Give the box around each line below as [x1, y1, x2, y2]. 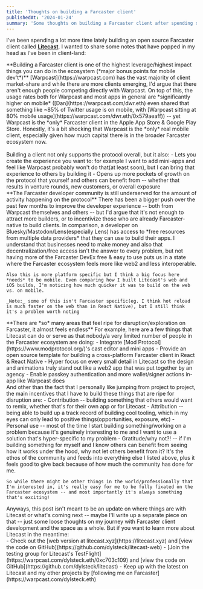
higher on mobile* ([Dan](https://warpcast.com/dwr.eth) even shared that [6, 100, 189, 107]
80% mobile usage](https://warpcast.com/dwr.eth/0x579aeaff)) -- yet [6, 112, 181, 120]
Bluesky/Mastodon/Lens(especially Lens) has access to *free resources [6, 228, 185, 236]
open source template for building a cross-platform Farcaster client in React [6, 352, 195, 359]
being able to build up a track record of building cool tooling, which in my [6, 409, 188, 417]
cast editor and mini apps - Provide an [91, 345, 187, 352]
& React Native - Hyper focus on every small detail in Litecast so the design [6, 358, 195, 365]
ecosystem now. [6, 138, 47, 146]
